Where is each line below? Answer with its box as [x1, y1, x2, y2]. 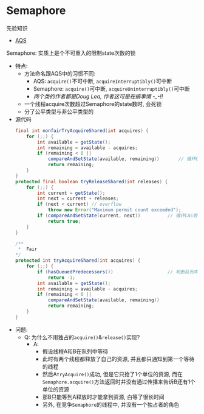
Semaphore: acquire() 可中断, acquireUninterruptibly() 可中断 [33, 85, 190, 92]
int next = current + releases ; [37, 195, 119, 202]
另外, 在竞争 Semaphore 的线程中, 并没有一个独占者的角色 [42, 401, 180, 408]
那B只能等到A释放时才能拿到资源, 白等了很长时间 [42, 393, 165, 401]
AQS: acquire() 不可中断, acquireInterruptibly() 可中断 [33, 77, 172, 85]
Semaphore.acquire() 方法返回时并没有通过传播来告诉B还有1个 [42, 378, 196, 385]
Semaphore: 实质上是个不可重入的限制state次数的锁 [6, 49, 136, 57]
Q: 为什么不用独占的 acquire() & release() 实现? [24, 333, 140, 341]
